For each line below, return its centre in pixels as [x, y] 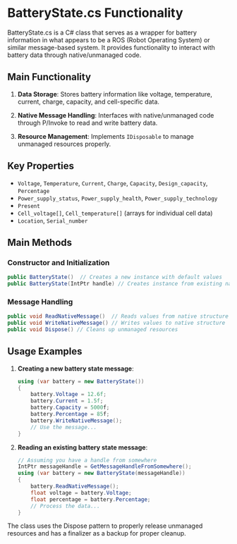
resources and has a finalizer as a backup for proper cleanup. [97, 533]
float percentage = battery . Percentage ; [91, 499]
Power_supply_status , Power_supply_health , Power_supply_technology [117, 198]
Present [29, 206]
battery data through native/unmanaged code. [74, 55]
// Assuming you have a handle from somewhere [87, 460]
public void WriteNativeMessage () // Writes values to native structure [116, 323]
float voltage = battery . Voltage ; [81, 493]
